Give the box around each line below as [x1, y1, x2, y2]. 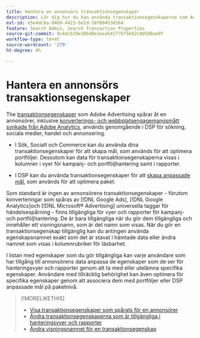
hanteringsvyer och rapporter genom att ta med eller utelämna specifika [6, 264, 183, 271]
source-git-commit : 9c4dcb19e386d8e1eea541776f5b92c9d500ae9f [6, 31, 164, 37]
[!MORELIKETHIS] [20, 295, 65, 302]
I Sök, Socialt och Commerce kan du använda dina [14, 141, 139, 148]
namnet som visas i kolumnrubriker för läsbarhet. [6, 240, 127, 247]
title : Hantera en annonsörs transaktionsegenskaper [6, 8, 140, 15]
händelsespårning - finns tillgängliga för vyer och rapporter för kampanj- [6, 208, 185, 215]
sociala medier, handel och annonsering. [6, 129, 106, 137]
